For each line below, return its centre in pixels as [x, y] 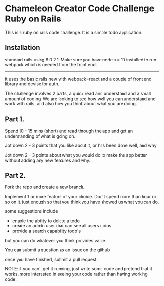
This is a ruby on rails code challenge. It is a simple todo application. [74, 32]
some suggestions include [31, 211]
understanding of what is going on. [40, 136]
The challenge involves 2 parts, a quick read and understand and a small [78, 93]
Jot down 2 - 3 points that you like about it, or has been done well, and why [81, 145]
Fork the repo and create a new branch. [45, 187]
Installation [22, 48]
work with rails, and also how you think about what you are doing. [71, 103]
